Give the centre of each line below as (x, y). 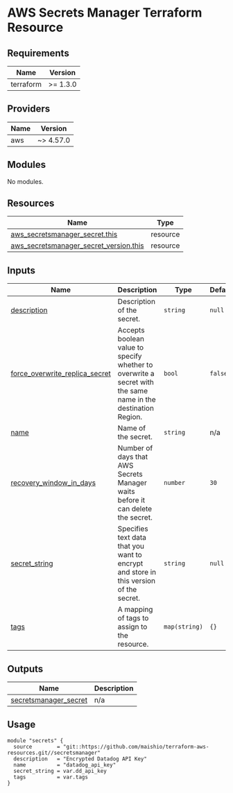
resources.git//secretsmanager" (54, 753)
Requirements (38, 53)
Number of (135, 448)
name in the (137, 400)
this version (137, 581)
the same (132, 391)
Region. (130, 417)
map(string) (183, 627)
